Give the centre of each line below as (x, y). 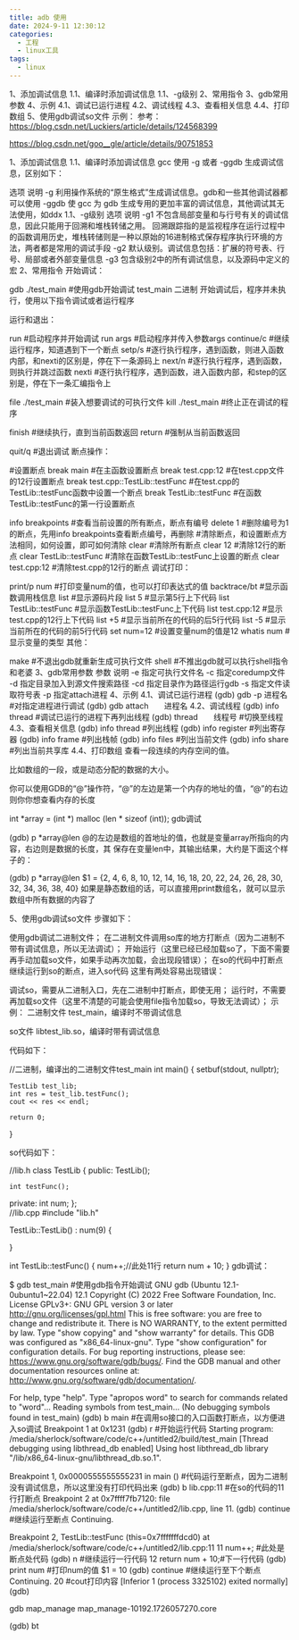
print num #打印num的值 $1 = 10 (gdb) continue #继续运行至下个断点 (135, 1569)
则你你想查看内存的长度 (52, 799)
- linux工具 (38, 51)
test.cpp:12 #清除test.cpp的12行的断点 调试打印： (100, 567)
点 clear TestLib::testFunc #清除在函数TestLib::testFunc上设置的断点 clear (145, 556)
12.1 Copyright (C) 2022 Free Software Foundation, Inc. (175, 1294)
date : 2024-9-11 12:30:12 (57, 26)
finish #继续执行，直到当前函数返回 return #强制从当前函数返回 (125, 432)
